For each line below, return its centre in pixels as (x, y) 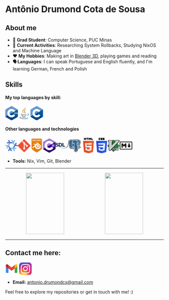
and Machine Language (37, 51)
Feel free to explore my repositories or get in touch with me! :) (69, 292)
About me (21, 28)
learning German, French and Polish (50, 69)
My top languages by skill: (33, 97)
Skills (14, 85)
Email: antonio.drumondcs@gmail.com (53, 282)
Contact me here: (33, 253)
